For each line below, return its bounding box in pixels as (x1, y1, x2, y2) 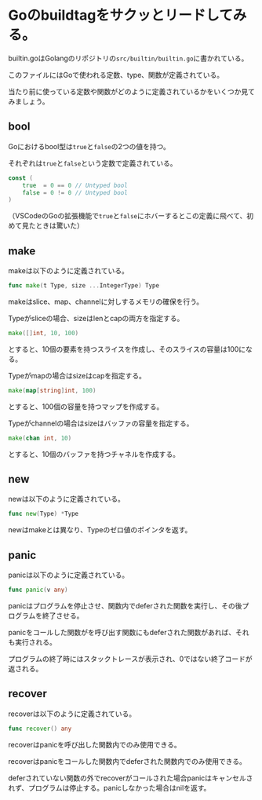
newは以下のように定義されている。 (8, 495, 126, 504)
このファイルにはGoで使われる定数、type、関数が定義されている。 (8, 70, 224, 79)
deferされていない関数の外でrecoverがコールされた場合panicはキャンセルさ (8, 773, 253, 783)
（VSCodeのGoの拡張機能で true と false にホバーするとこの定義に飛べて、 (8, 211, 247, 221)
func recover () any (8, 725, 72, 732)
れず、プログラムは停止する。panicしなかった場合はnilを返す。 (8, 783, 211, 792)
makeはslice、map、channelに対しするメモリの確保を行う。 (8, 297, 204, 306)
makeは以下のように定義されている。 (8, 266, 129, 276)
